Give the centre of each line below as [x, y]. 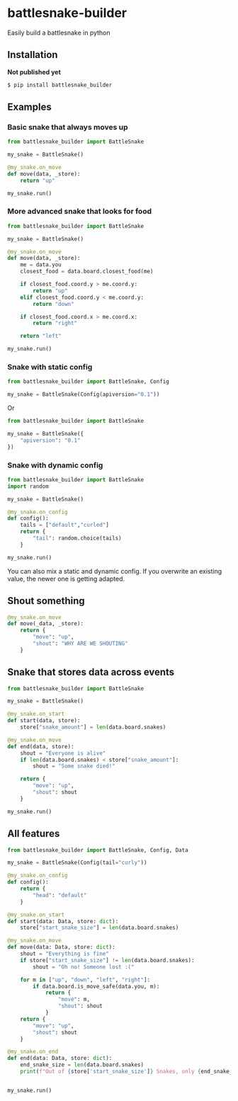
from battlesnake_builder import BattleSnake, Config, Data [98, 850]
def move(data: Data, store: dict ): [61, 947]
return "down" [53, 304]
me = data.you [41, 265]
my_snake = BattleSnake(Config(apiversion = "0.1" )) [84, 394]
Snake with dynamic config [55, 465]
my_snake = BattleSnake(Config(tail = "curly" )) [77, 863]
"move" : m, [74, 1000]
